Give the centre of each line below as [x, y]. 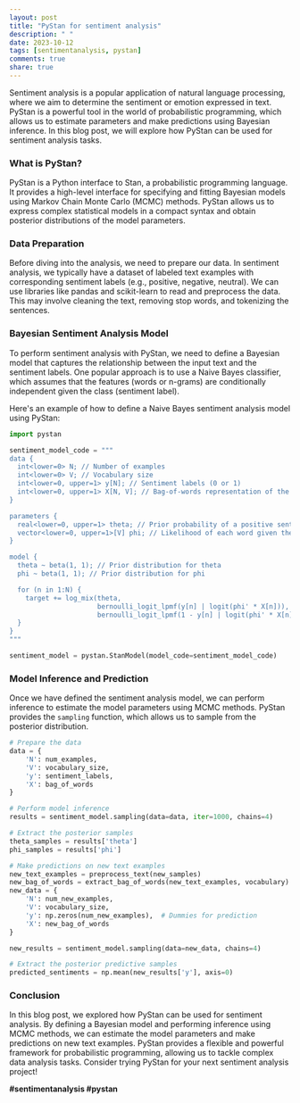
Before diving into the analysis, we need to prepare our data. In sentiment [144, 263]
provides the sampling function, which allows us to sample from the [133, 717]
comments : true [37, 59]
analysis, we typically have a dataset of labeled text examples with [132, 272]
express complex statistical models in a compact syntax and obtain [133, 211]
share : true [31, 68]
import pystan [36, 434]
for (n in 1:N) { [50, 590]
